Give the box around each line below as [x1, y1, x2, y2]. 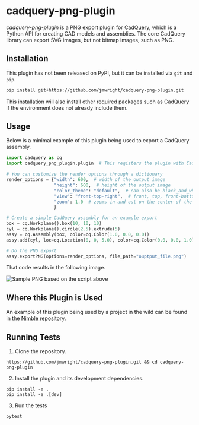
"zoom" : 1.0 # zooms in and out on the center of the [53, 199, 192, 205]
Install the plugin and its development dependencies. [14, 375, 144, 382]
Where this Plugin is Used [6, 293, 103, 303]
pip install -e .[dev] [6, 392, 62, 398]
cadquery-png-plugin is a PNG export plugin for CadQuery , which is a [6, 24, 176, 31]
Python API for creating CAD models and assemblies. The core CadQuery [6, 30, 185, 37]
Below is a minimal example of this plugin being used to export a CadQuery [6, 137, 190, 144]
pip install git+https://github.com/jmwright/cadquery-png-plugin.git [6, 87, 184, 93]
